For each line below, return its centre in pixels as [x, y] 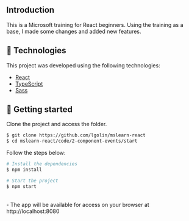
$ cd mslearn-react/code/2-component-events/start [72, 141]
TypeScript [29, 84]
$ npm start [21, 186]
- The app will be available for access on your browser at [78, 204]
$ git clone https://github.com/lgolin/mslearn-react [76, 135]
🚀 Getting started [40, 110]
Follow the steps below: [36, 153]
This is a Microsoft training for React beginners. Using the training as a [95, 24]
